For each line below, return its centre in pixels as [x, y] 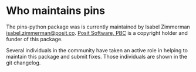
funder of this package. [34, 39]
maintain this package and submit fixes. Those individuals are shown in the [97, 56]
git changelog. [23, 63]
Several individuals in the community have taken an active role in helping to [97, 50]
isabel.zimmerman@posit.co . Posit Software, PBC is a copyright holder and [97, 33]
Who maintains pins [56, 11]
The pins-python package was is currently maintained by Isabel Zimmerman [98, 27]
